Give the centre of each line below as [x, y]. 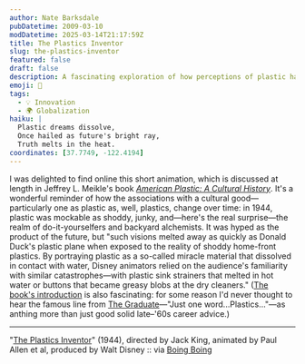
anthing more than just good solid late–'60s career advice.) [119, 313]
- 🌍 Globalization [54, 111]
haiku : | [26, 119]
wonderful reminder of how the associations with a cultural [119, 198]
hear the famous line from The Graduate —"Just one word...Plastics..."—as [148, 304]
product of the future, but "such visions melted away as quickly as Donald [148, 236]
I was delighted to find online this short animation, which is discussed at [144, 179]
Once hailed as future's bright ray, [89, 136]
